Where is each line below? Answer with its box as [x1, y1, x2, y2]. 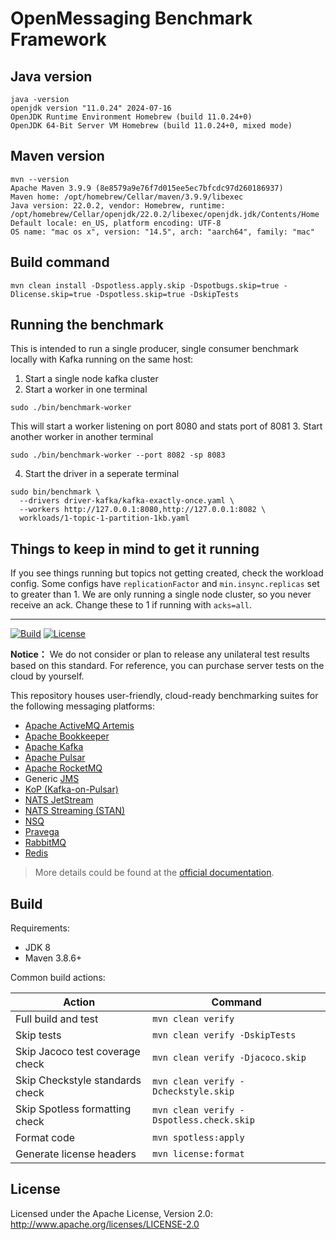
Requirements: [10, 922, 70, 934]
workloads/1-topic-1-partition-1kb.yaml [19, 513, 190, 524]
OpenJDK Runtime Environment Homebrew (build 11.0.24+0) [10, 112, 253, 122]
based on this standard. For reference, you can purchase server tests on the [10, 660, 325, 672]
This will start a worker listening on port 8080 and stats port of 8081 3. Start [10, 420, 323, 432]
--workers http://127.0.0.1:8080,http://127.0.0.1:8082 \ [19, 505, 267, 515]
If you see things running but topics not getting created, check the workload [10, 567, 324, 579]
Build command [10, 254, 110, 271]
